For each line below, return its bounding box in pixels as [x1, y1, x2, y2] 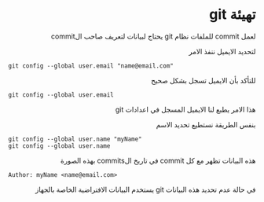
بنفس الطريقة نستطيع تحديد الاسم [156, 119, 256, 129]
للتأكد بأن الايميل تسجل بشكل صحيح [150, 75, 256, 85]
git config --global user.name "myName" [8, 135, 143, 143]
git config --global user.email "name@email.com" [8, 61, 174, 70]
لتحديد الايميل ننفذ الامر [188, 46, 256, 56]
